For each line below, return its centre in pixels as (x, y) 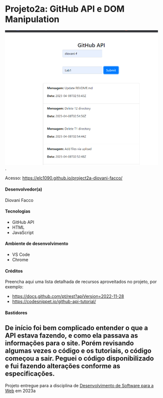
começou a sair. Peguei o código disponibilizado (80, 359)
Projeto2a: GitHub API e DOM (65, 9)
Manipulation (32, 19)
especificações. (30, 374)
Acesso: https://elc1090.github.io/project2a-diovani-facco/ (64, 178)
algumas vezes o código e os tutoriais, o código (78, 351)
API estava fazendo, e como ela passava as (72, 336)
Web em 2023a (20, 391)
